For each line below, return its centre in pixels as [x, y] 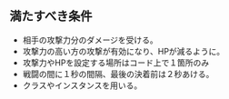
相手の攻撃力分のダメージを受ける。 [90, 40]
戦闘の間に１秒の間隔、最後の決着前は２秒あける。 [118, 74]
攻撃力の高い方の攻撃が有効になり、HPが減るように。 [124, 51]
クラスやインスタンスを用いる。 [82, 85]
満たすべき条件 [51, 16]
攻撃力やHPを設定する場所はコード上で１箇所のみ [116, 63]
